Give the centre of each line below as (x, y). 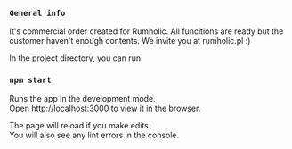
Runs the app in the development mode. (82, 98)
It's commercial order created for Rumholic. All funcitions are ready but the (146, 31)
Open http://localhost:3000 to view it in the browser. (105, 108)
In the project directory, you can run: (76, 58)
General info (37, 13)
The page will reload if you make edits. (80, 125)
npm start (30, 80)
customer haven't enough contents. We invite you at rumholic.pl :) (130, 41)
